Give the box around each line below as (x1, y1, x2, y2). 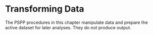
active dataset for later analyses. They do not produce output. (5, 24, 131, 30)
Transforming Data (5, 3, 84, 15)
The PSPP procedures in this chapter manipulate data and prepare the (5, 19, 148, 25)
